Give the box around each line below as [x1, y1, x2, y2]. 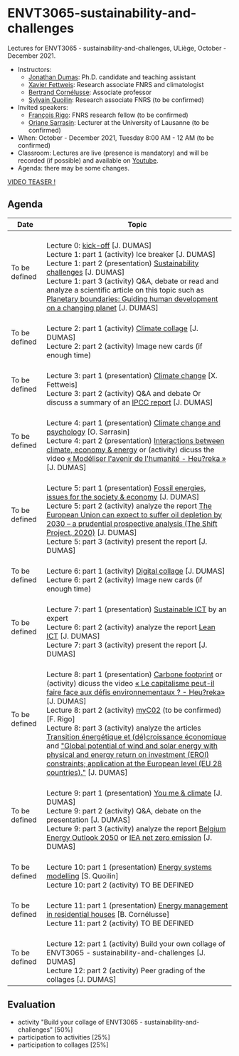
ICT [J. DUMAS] [46, 631, 100, 641]
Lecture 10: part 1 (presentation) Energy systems [46, 862, 212, 872]
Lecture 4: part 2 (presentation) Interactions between [46, 435, 225, 445]
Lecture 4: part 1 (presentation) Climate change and [46, 417, 221, 427]
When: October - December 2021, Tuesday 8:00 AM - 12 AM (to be [17, 133, 215, 142]
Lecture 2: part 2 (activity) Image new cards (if [46, 341, 203, 351]
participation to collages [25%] [17, 1040, 109, 1049]
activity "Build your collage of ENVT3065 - [17, 1017, 144, 1026]
